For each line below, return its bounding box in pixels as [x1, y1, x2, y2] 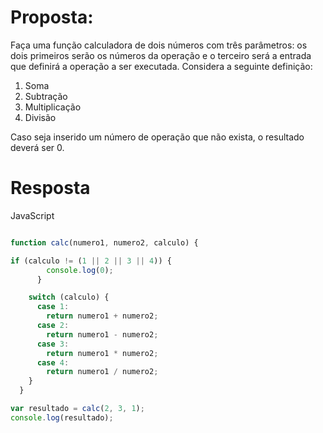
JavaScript [10, 209, 55, 221]
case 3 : [36, 339, 70, 349]
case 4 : [36, 357, 70, 368]
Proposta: [10, 6, 94, 29]
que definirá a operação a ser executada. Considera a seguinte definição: [10, 60, 313, 72]
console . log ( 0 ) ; [46, 265, 114, 275]
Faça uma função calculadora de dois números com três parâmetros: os [10, 39, 308, 51]
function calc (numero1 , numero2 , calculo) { [10, 237, 199, 248]
